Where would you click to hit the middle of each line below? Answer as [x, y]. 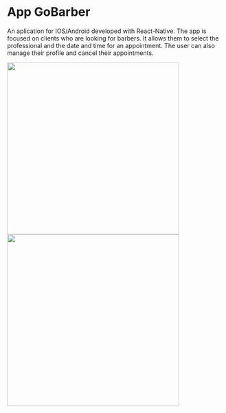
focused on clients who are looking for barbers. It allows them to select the [113, 38]
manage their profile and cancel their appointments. [80, 53]
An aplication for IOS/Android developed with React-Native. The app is [107, 31]
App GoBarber [49, 12]
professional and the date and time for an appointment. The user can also [111, 45]
